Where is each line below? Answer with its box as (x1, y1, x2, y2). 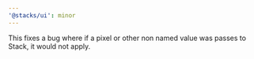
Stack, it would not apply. (8, 41, 91, 51)
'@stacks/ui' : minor (8, 11, 77, 20)
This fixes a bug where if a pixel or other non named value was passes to (8, 33, 247, 42)
